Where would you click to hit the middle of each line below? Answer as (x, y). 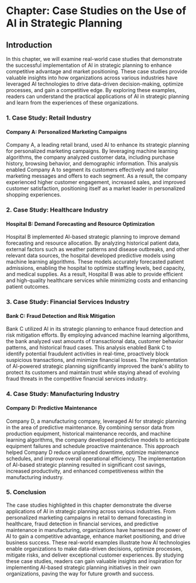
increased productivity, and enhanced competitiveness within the (85, 471)
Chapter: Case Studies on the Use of (96, 11)
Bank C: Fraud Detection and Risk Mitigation (61, 316)
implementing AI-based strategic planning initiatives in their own (83, 567)
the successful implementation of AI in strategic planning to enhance (89, 65)
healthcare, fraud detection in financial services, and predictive (82, 524)
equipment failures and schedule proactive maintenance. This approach (93, 446)
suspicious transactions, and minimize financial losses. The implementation (97, 360)
